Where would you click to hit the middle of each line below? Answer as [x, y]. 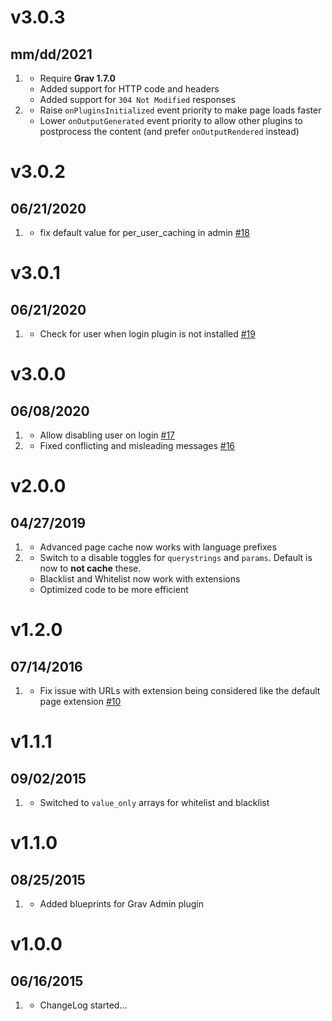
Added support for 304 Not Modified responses [137, 99]
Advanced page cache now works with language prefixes [158, 547]
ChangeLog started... [83, 1005]
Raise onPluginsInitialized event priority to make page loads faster [180, 110]
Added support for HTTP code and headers [129, 89]
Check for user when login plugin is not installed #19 [147, 334]
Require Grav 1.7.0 [78, 78]
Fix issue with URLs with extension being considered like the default [180, 690]
